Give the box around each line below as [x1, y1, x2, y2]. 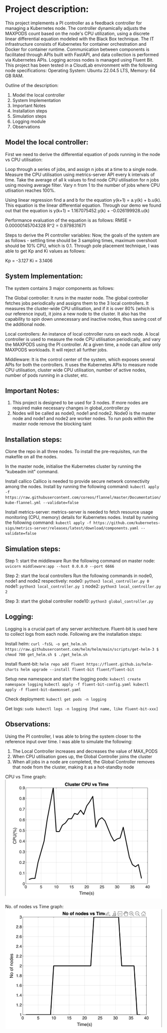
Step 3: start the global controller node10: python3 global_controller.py [5, 598, 154, 604]
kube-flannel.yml [5, 501, 41, 506]
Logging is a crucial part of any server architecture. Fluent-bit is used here [5, 625, 158, 632]
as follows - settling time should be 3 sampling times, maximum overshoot [5, 237, 158, 243]
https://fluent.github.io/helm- [86, 662, 154, 667]
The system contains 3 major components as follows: [5, 285, 114, 291]
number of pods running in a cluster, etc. [5, 372, 88, 378]
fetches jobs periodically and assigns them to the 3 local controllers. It [5, 300, 149, 306]
